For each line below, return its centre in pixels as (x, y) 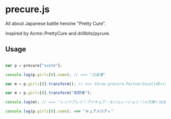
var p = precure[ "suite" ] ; (34, 65)
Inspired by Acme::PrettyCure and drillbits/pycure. (58, 33)
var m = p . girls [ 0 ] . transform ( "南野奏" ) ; (49, 93)
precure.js (27, 9)
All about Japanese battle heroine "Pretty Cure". (56, 23)
